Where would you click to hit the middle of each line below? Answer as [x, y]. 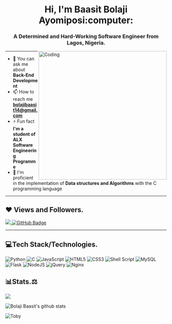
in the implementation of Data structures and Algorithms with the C [85, 183]
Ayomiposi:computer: [86, 20]
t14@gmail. [25, 110]
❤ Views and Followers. [45, 210]
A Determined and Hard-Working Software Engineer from [86, 36]
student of [24, 134]
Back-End [23, 75]
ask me [20, 64]
